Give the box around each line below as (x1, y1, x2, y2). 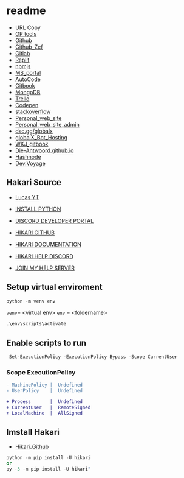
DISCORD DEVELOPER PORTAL (15, 217, 94, 224)
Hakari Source (6, 177, 62, 188)
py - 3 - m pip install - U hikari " (6, 466, 91, 473)
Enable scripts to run (6, 337, 87, 348)
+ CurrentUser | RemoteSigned (6, 404, 91, 410)
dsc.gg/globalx (15, 127, 53, 135)
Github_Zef (15, 43, 43, 51)
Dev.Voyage (15, 160, 46, 167)
